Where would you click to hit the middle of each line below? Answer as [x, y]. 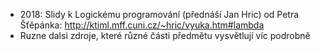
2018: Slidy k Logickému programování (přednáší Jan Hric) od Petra [159, 14]
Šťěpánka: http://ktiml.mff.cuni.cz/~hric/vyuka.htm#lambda [142, 25]
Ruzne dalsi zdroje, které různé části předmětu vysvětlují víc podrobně [165, 35]
